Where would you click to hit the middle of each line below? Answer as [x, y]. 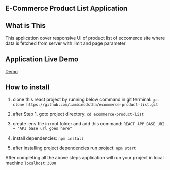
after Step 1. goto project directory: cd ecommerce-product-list [78, 114]
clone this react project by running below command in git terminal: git [86, 99]
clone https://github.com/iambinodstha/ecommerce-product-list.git [85, 104]
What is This [25, 26]
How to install [27, 88]
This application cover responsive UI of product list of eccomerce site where [85, 38]
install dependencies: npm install [48, 138]
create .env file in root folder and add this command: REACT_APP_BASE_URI [89, 123]
